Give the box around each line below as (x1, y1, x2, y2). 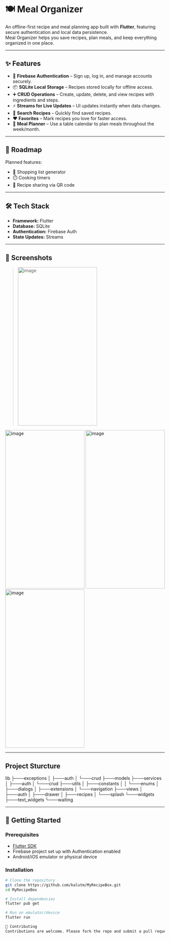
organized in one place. (5, 40, 55, 46)
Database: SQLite (12, 223, 50, 229)
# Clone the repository (5, 878, 56, 883)
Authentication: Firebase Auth (12, 229, 77, 235)
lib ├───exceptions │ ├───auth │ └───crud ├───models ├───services (5, 775, 162, 781)
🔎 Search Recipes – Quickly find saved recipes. (12, 110, 112, 116)
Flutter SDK (12, 843, 37, 849)
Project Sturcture (5, 762, 61, 770)
